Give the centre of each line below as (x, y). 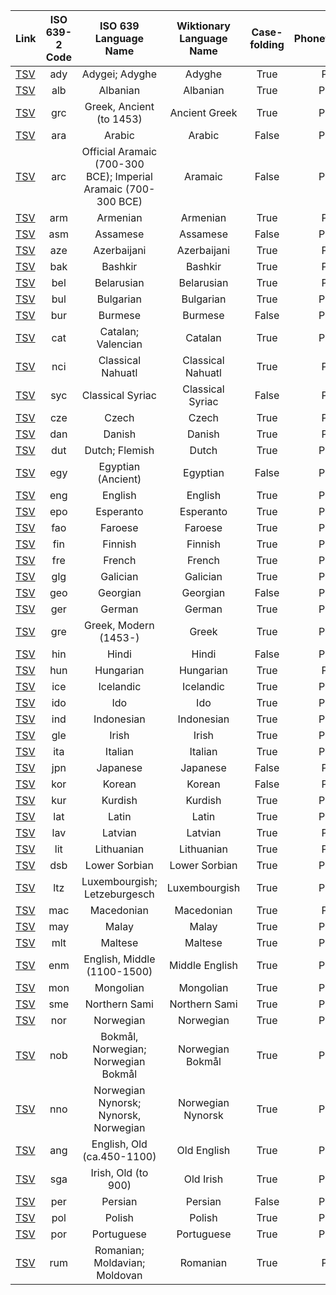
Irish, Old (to (119, 1172)
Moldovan (119, 1275)
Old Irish (203, 1179)
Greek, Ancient (119, 106)
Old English (203, 1150)
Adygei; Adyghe (119, 74)
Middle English (203, 965)
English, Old (119, 1144)
